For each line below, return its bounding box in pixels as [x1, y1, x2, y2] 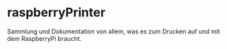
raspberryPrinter [7, 5, 106, 20]
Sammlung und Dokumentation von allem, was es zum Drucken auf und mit [7, 27, 220, 35]
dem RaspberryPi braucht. [7, 34, 82, 42]
